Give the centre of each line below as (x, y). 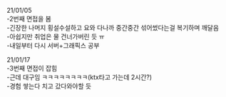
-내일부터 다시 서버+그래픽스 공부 (53, 45)
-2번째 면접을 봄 (29, 19)
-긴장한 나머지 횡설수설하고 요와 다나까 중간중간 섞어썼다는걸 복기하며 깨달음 (113, 27)
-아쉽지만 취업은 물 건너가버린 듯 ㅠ (56, 36)
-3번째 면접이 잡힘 (32, 68)
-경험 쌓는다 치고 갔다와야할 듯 (49, 86)
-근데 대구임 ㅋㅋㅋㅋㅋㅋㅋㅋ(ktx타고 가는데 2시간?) (79, 77)
